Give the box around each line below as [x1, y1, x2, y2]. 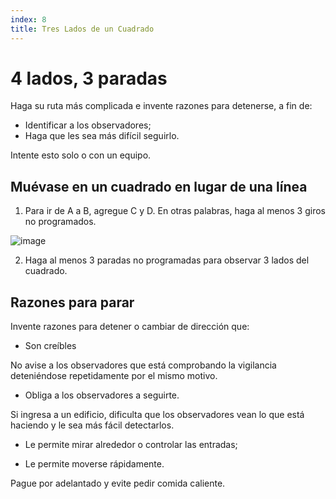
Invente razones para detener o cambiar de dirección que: [10, 321, 250, 333]
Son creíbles [24, 340, 77, 352]
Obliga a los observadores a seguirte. [24, 389, 180, 401]
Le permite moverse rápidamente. [24, 458, 165, 470]
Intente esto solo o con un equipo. [10, 149, 152, 161]
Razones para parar [10, 294, 135, 311]
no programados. [24, 216, 97, 228]
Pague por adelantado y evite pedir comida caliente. [10, 477, 226, 490]
